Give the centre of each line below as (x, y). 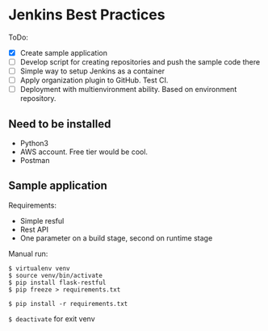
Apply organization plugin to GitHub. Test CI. (94, 80)
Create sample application (63, 52)
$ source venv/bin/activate (56, 275)
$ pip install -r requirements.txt (68, 304)
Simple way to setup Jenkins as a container (92, 71)
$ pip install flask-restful (57, 283)
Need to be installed (60, 124)
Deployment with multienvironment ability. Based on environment (128, 90)
